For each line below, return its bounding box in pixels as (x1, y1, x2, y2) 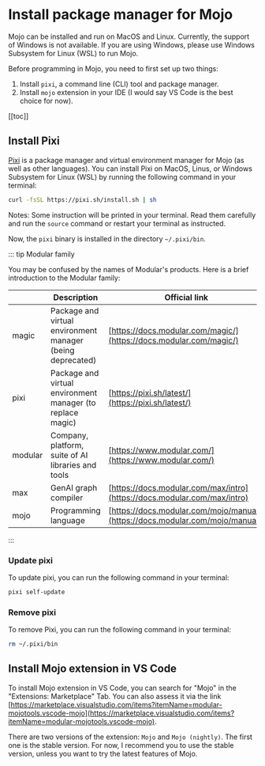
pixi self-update (8, 588, 65, 596)
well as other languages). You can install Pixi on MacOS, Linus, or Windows (8, 164, 252, 173)
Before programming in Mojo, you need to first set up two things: (8, 63, 219, 73)
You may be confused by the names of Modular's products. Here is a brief (8, 264, 249, 274)
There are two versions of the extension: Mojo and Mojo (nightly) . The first (8, 732, 252, 741)
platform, (50, 439, 84, 450)
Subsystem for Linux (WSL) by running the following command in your (8, 172, 237, 181)
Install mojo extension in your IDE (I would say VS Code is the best (19, 87, 234, 97)
